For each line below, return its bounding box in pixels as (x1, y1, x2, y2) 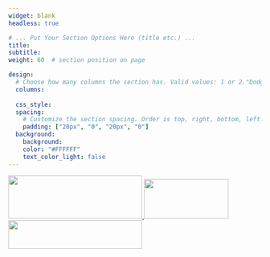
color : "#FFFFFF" (22, 145, 81, 153)
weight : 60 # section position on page (8, 56, 146, 64)
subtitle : (8, 49, 42, 57)
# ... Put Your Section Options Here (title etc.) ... (8, 34, 196, 42)
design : (8, 71, 35, 79)
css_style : (15, 100, 52, 108)
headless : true (8, 19, 59, 27)
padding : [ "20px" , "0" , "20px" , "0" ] (22, 123, 149, 131)
